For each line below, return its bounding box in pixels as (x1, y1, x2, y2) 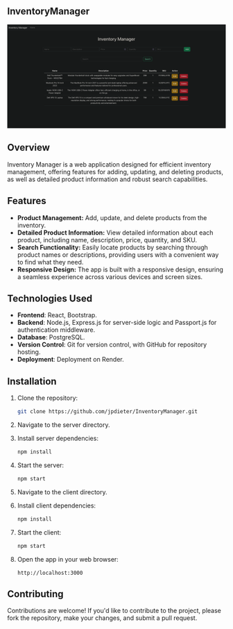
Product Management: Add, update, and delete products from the (17, 213, 207, 221)
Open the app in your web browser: (17, 555, 119, 563)
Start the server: (17, 461, 64, 469)
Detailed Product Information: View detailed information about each (17, 228, 214, 237)
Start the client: (17, 528, 62, 537)
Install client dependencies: (17, 501, 96, 510)
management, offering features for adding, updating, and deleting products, (7, 167, 224, 176)
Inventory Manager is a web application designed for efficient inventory (7, 160, 212, 169)
